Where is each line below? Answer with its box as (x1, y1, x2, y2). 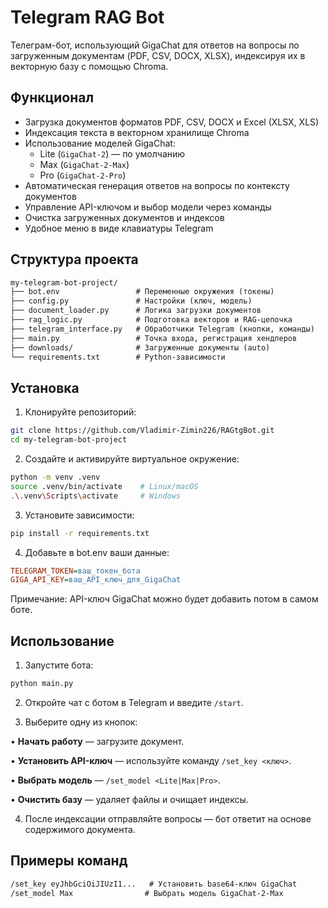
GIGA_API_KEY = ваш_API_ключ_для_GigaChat (10, 575, 182, 585)
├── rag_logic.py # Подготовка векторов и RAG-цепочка (10, 315, 293, 325)
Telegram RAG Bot (10, 6, 165, 29)
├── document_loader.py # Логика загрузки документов (10, 306, 262, 316)
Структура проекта (10, 251, 139, 268)
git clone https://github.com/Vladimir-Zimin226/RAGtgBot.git (10, 426, 275, 436)
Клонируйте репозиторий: (24, 406, 137, 418)
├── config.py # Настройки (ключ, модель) (10, 296, 253, 306)
